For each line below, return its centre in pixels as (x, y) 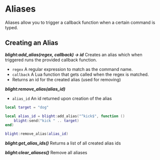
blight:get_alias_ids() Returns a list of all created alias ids (63, 143)
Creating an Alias (32, 43)
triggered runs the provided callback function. (51, 60)
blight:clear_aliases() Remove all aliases (46, 153)
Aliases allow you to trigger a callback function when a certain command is (80, 22)
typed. (12, 27)
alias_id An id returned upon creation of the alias (62, 98)
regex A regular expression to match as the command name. (72, 69)
